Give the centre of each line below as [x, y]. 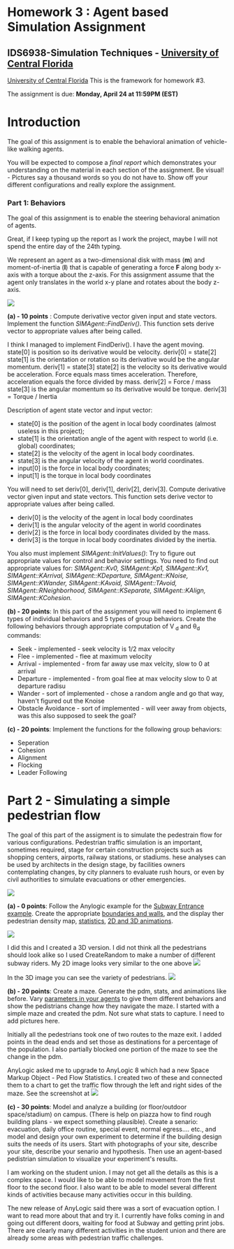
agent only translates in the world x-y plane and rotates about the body [109, 282]
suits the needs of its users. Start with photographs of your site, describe [112, 1144]
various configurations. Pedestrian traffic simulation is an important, [105, 842]
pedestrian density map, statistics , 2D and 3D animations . [90, 921]
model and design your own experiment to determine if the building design [115, 1137]
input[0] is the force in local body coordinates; [84, 468]
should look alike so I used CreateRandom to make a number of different [111, 955]
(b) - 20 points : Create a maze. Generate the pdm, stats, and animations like [117, 991]
